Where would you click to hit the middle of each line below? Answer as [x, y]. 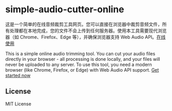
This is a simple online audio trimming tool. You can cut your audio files [80, 53]
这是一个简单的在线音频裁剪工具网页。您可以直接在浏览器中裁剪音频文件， [84, 24]
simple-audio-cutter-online [65, 9]
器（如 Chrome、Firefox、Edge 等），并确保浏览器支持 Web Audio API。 [81, 37]
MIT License [18, 104]
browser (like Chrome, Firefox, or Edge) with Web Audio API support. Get [82, 70]
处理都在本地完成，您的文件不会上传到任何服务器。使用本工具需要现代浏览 [88, 30]
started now [18, 75]
